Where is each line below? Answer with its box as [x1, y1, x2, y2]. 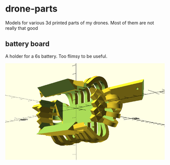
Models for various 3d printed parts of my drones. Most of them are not [5, 20, 154, 26]
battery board [5, 40, 50, 48]
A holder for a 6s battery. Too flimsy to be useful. [5, 53, 108, 59]
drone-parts [5, 3, 58, 15]
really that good [5, 25, 38, 31]
